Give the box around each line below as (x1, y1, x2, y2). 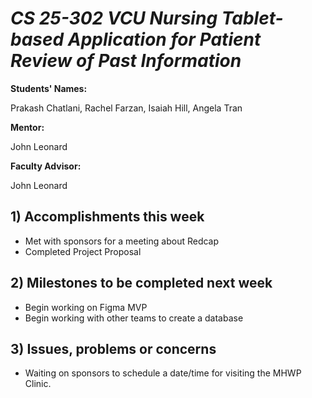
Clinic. (24, 378, 52, 390)
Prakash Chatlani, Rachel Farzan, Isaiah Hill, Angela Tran (10, 102, 243, 114)
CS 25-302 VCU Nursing (10, 7, 218, 30)
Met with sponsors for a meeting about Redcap (24, 235, 220, 247)
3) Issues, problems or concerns (10, 340, 217, 357)
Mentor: (10, 121, 45, 133)
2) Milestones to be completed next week (10, 275, 273, 292)
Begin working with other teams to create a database (24, 312, 244, 324)
